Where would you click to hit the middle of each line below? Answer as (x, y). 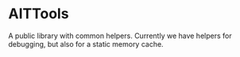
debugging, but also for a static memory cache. (86, 44)
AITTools (39, 14)
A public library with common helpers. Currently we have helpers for (120, 36)
